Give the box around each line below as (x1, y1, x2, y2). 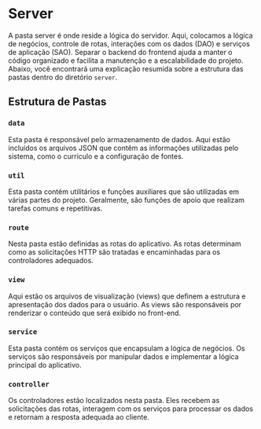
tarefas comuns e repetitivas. (8, 203, 103, 213)
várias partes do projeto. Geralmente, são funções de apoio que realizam (8, 195, 245, 204)
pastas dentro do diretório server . (8, 72, 118, 82)
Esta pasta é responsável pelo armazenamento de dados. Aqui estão (8, 134, 230, 144)
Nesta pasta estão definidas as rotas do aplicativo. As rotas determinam (8, 239, 241, 248)
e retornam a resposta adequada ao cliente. (8, 412, 149, 422)
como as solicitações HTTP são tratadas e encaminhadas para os (8, 247, 221, 257)
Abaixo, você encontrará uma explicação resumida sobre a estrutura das (8, 64, 244, 73)
